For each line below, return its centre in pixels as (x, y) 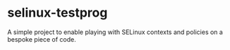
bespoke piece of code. (42, 39)
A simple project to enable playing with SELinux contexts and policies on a (115, 32)
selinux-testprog (57, 13)
